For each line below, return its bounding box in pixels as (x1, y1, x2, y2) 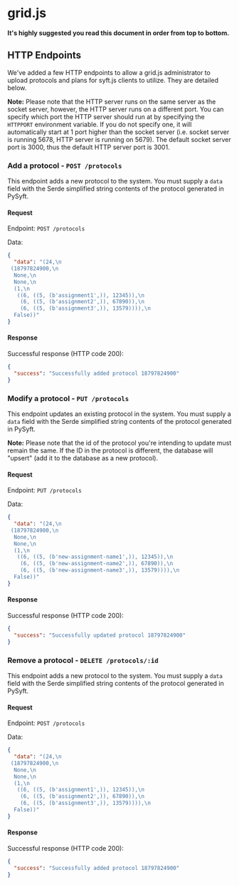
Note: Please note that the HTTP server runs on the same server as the (7, 97, 216, 106)
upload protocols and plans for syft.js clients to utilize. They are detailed (7, 76, 219, 84)
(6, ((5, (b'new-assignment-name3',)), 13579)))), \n (20, 567, 180, 574)
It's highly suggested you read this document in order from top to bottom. (7, 29, 230, 37)
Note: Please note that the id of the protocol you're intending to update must (7, 439, 232, 447)
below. (7, 84, 27, 92)
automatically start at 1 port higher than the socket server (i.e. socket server (7, 127, 230, 136)
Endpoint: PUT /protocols (7, 486, 82, 495)
